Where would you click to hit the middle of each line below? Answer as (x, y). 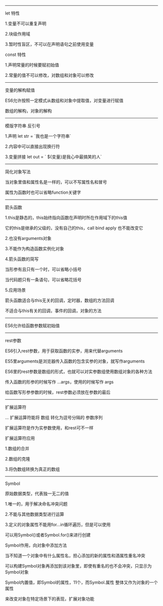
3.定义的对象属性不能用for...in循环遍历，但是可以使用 (58, 524)
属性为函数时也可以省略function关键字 (43, 192)
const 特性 (16, 55)
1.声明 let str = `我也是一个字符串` (38, 136)
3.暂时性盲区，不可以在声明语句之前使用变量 (49, 44)
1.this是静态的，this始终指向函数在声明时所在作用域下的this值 (66, 218)
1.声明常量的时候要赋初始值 (32, 65)
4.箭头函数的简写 (22, 259)
